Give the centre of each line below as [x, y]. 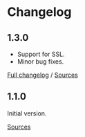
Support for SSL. [41, 54]
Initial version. [27, 113]
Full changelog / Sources [42, 75]
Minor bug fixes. [40, 62]
